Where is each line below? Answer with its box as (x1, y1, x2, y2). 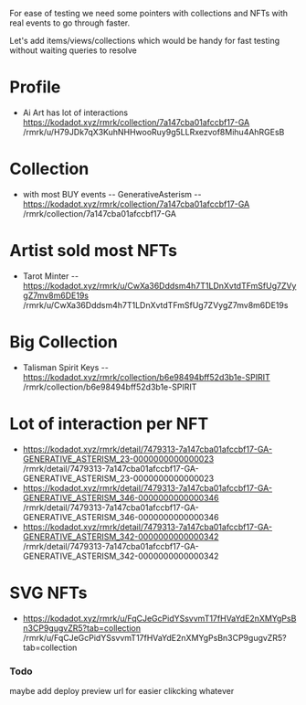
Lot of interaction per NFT (9, 413, 209, 433)
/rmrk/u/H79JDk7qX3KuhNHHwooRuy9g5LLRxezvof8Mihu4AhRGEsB (22, 126, 285, 137)
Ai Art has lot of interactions (22, 107, 129, 118)
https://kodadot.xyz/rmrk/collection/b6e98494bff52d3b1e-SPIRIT (22, 371, 271, 382)
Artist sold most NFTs (9, 240, 178, 262)
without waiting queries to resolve (9, 45, 137, 56)
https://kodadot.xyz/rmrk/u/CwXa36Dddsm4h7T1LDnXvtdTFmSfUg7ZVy (22, 280, 297, 291)
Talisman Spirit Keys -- (22, 361, 110, 373)
